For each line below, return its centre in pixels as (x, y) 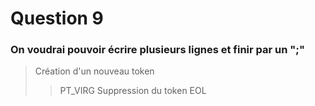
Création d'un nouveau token (94, 71)
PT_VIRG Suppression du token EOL (133, 91)
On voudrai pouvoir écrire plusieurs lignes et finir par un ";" (157, 50)
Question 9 (57, 18)
